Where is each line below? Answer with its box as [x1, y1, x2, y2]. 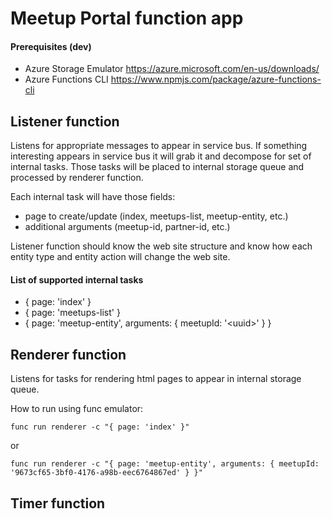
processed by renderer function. [10, 172, 144, 184]
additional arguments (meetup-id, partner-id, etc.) [24, 221, 231, 233]
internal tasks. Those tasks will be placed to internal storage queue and [10, 161, 305, 173]
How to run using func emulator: [10, 403, 144, 415]
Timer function [10, 495, 106, 512]
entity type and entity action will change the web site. [10, 251, 231, 263]
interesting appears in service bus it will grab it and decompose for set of [10, 150, 312, 162]
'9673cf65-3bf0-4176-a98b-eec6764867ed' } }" [10, 468, 203, 478]
